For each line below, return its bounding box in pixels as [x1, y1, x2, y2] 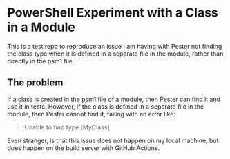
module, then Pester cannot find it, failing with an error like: [7, 109, 176, 118]
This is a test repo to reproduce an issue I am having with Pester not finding [7, 42, 222, 50]
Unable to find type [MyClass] [23, 123, 110, 131]
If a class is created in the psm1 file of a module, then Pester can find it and [7, 95, 221, 103]
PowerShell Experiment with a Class [7, 5, 219, 21]
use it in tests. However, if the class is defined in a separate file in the [7, 102, 204, 111]
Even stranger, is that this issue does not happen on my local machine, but [7, 136, 219, 145]
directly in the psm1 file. [7, 56, 75, 65]
